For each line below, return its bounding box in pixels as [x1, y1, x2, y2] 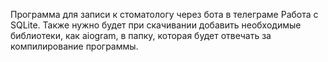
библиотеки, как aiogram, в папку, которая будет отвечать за [10, 30, 272, 41]
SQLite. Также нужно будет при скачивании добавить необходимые [10, 19, 302, 31]
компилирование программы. [10, 40, 139, 52]
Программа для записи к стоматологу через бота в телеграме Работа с [10, 9, 319, 20]
